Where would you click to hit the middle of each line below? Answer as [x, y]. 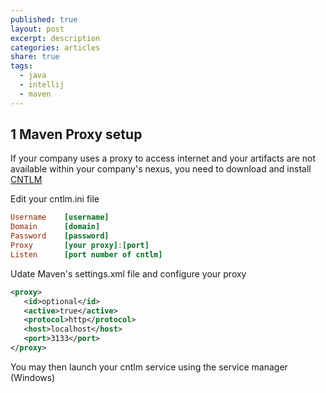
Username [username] [60, 217]
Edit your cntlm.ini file [55, 199]
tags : [21, 66]
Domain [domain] [55, 227]
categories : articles [55, 47]
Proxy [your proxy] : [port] [80, 246]
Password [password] [60, 236]
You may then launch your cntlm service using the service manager [149, 367]
